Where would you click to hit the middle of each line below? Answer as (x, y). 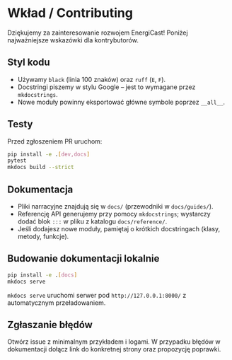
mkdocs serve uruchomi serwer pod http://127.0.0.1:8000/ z (97, 295)
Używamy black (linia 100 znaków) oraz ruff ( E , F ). (92, 79)
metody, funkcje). (43, 236)
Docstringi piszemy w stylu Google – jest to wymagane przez (106, 87)
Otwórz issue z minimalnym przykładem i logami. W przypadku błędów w (114, 342)
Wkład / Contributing (70, 13)
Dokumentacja (40, 189)
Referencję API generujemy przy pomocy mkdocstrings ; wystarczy (114, 214)
